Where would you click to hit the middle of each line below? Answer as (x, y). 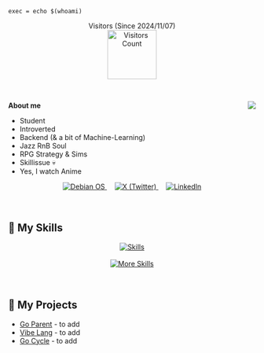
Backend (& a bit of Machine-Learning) (82, 137)
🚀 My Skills (35, 228)
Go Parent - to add (49, 324)
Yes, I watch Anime (51, 171)
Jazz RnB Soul (43, 146)
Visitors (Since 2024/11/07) (132, 26)
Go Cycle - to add (48, 340)
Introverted (37, 129)
